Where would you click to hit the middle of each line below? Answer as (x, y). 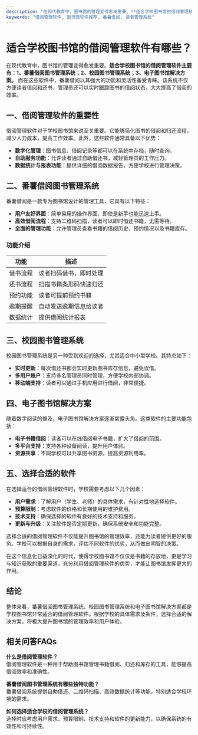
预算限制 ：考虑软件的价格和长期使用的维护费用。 (74, 508)
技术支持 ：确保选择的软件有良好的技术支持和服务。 (77, 516)
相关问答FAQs (32, 642)
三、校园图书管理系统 (45, 340)
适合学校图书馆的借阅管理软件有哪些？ (99, 48)
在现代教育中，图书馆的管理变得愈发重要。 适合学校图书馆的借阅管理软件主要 (99, 65)
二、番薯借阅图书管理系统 (52, 186)
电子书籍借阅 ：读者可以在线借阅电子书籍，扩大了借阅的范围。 (90, 438)
